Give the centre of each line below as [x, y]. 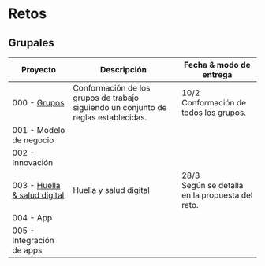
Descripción [123, 70]
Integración [34, 240]
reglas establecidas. [110, 117]
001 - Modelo [39, 130]
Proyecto [39, 70]
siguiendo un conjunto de [120, 107]
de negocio [33, 140]
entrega [217, 74]
